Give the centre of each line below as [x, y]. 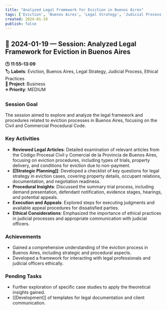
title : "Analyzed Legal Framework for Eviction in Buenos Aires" [74, 10]
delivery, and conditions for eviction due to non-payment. [71, 165]
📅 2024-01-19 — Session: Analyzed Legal [71, 44]
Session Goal [21, 104]
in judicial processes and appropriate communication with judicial [80, 218]
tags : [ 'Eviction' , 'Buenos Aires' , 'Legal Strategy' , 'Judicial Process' [84, 14]
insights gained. [29, 293]
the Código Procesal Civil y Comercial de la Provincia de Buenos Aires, [85, 155]
